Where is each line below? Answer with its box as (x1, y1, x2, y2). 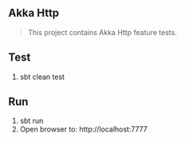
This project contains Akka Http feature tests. (27, 27, 177, 37)
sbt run (19, 116, 44, 126)
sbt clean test (19, 72, 65, 81)
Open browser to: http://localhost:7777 (19, 124, 148, 134)
